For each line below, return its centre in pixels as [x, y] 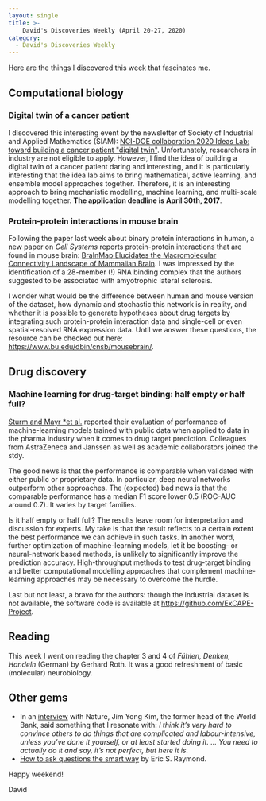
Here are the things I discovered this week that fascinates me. [109, 68]
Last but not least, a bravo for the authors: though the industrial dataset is [128, 594]
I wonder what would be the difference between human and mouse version [131, 296]
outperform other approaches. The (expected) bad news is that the [118, 488]
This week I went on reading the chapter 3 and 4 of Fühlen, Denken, [120, 655]
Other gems [38, 698]
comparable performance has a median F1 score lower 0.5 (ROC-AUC [122, 496]
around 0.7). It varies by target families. [72, 504]
